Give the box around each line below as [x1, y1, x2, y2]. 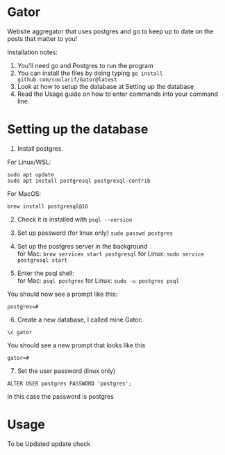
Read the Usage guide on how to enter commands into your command [17, 90, 219, 98]
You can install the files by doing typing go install [17, 69, 163, 77]
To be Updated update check [7, 439, 91, 448]
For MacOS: [7, 189, 42, 198]
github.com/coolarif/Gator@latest [17, 76, 117, 83]
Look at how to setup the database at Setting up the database [17, 82, 194, 90]
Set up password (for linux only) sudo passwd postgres [17, 229, 174, 237]
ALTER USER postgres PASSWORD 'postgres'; [7, 380, 132, 387]
